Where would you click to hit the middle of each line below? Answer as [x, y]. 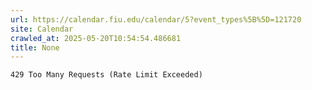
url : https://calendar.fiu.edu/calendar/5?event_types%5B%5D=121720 [156, 19]
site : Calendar [42, 29]
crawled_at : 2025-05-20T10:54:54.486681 [96, 38]
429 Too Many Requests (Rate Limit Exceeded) [106, 75]
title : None [35, 47]
